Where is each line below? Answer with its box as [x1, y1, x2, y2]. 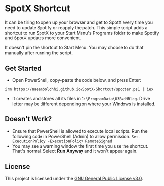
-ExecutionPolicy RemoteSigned [47, 139, 112, 144]
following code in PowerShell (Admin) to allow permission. [12, 133, 131, 139]
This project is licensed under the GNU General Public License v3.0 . [5, 176, 143, 182]
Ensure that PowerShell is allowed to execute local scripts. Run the [12, 128, 148, 134]
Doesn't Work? [5, 115, 52, 123]
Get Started [5, 64, 41, 73]
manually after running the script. [5, 50, 73, 56]
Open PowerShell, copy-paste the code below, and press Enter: [12, 77, 142, 83]
